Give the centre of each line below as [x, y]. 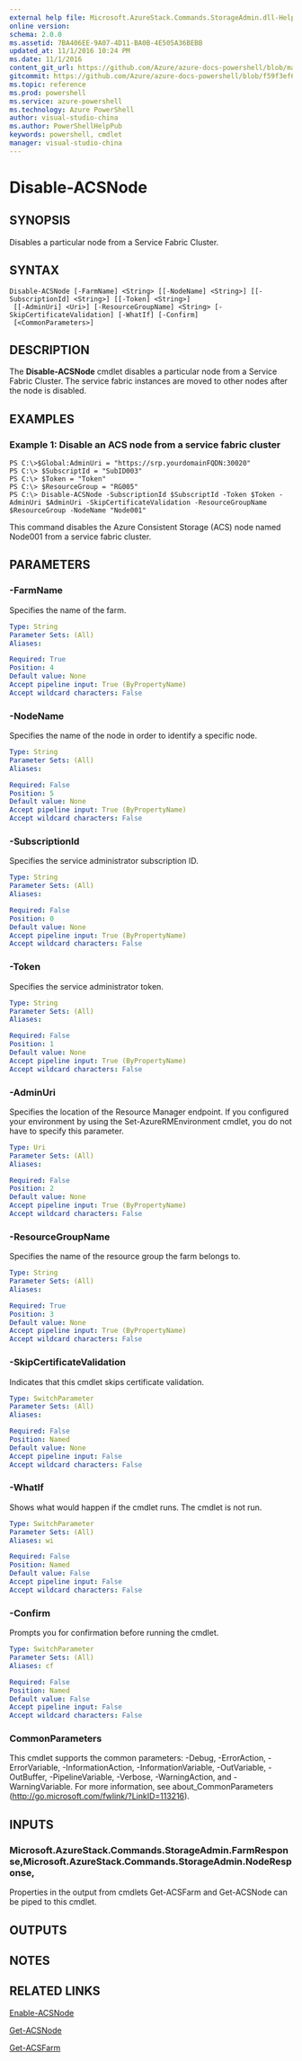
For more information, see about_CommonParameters [174, 1787]
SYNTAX [35, 271]
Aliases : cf [31, 1666]
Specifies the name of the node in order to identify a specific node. [133, 736]
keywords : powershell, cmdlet [66, 135]
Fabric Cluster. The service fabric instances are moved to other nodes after [148, 381]
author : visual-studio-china [64, 118]
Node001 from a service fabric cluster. [80, 537]
